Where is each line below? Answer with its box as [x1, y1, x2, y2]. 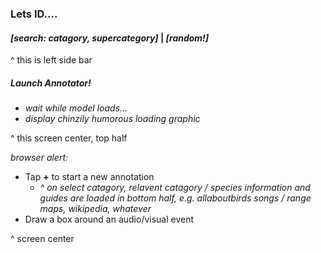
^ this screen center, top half [10, 132, 128, 144]
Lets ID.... [10, 7, 58, 21]
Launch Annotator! [10, 77, 92, 89]
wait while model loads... [24, 102, 128, 114]
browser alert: [10, 152, 69, 164]
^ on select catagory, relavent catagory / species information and [39, 182, 311, 194]
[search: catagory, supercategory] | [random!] [10, 32, 210, 44]
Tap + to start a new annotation [24, 171, 155, 183]
